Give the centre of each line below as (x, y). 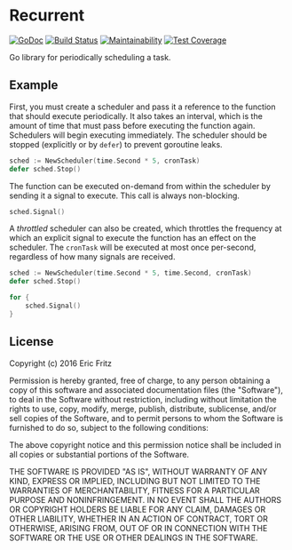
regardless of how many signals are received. (92, 257)
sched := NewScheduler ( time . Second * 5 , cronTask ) (105, 161)
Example (34, 85)
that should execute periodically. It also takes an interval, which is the (136, 116)
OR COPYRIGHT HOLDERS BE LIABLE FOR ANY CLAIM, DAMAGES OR (138, 509)
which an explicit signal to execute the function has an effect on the (133, 238)
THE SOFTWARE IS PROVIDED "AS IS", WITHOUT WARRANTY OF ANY (138, 471)
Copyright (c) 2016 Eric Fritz (61, 363)
